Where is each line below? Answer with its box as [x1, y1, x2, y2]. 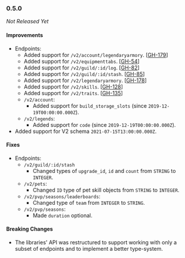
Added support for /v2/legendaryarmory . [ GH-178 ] [23, 77, 147, 84]
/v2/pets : [23, 180, 47, 187]
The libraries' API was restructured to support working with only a [14, 238, 177, 246]
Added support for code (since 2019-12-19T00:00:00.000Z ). [32, 121, 176, 128]
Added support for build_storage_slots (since [32, 102, 147, 109]
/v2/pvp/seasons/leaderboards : [23, 193, 101, 200]
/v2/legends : [23, 115, 55, 122]
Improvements [6, 31, 44, 38]
